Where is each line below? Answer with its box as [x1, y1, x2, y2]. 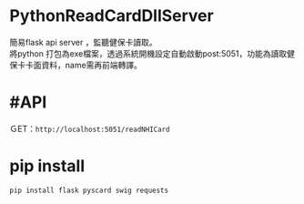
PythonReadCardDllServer [9, 5, 214, 26]
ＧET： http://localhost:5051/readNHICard [9, 123, 170, 134]
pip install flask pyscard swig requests [9, 186, 169, 195]
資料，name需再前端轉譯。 [40, 59, 143, 70]
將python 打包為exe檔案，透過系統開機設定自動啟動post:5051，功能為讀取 [9, 47, 288, 59]
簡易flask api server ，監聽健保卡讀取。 [9, 36, 157, 47]
